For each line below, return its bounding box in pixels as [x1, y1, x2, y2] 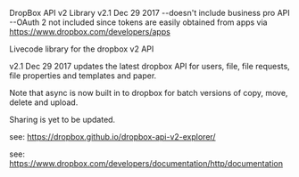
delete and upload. [9, 97, 79, 108]
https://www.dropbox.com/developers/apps [9, 27, 171, 36]
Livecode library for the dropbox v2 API [9, 44, 154, 54]
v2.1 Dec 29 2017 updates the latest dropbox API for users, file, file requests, [9, 61, 290, 71]
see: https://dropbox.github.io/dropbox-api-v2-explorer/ [9, 132, 216, 141]
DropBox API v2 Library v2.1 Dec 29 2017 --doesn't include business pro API [9, 8, 290, 18]
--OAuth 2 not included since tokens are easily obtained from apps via [9, 17, 268, 28]
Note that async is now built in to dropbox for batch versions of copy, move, [9, 88, 288, 98]
